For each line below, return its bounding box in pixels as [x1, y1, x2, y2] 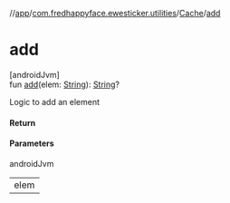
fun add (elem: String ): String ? [9, 79, 120, 90]
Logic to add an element [9, 96, 101, 107]
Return [9, 117, 36, 128]
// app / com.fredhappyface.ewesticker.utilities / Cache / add [9, 8, 221, 18]
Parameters [9, 138, 54, 149]
